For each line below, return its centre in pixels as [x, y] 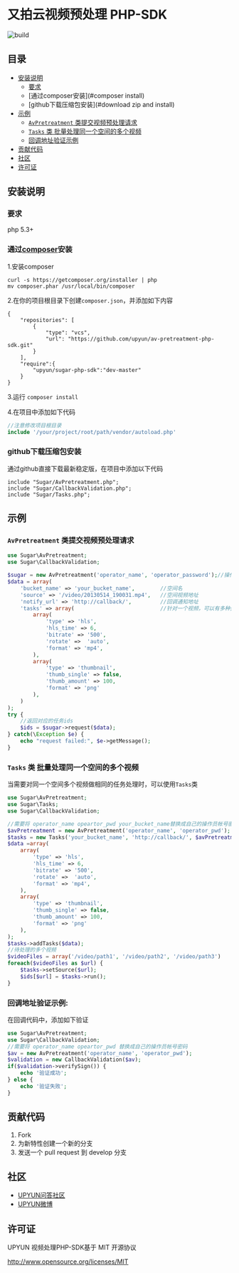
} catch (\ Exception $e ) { [46, 735]
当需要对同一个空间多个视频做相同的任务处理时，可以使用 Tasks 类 [102, 784]
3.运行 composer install [43, 396]
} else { [20, 1080]
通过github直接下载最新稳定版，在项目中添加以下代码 [85, 468]
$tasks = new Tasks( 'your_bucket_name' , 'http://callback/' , [100, 837]
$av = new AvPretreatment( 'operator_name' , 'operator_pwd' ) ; [100, 1053]
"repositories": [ [47, 320]
